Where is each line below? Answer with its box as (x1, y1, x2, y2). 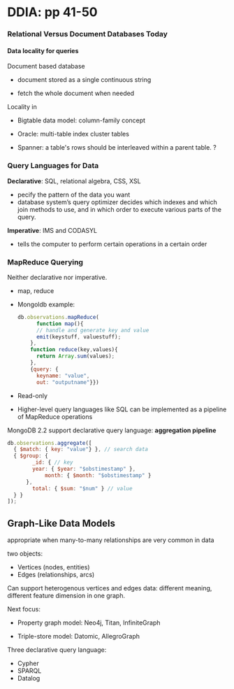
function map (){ (36, 320, 84, 327)
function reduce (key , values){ (30, 346, 118, 353)
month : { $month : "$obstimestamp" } (44, 471, 152, 479)
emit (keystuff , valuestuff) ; (36, 333, 122, 340)
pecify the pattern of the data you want (17, 190, 131, 199)
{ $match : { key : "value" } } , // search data (13, 446, 149, 453)
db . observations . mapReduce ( (17, 313, 99, 320)
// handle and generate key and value (36, 327, 149, 334)
